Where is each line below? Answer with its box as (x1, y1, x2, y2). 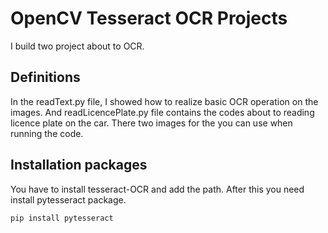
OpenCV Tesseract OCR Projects (10, 7, 288, 30)
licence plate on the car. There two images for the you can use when (10, 117, 293, 129)
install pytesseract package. (10, 193, 127, 206)
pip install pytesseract (10, 213, 114, 223)
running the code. (10, 127, 84, 139)
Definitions (10, 69, 81, 86)
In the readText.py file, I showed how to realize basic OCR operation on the (10, 95, 319, 107)
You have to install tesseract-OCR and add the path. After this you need (10, 183, 305, 195)
